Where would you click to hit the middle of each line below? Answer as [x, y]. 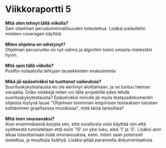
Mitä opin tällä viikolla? [29, 65]
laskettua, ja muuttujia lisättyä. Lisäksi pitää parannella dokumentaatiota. [79, 140]
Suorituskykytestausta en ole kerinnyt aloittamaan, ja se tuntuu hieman [78, 86]
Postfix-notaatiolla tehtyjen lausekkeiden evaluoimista [60, 70]
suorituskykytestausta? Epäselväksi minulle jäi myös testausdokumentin [79, 97]
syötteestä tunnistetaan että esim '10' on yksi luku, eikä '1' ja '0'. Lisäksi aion [83, 129]
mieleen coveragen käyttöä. [34, 33]
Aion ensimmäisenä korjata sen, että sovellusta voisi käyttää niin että [76, 124]
